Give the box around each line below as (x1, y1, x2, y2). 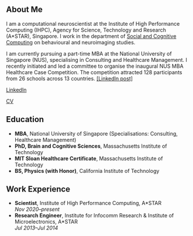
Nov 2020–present (14, 206, 60, 213)
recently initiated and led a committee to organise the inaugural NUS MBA (6, 63, 184, 70)
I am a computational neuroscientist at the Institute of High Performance (6, 20, 180, 27)
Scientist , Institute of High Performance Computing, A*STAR (14, 200, 162, 207)
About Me (6, 5, 43, 15)
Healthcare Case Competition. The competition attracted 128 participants (6, 68, 182, 75)
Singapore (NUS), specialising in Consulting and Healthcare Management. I (6, 56, 187, 63)
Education (6, 114, 44, 124)
